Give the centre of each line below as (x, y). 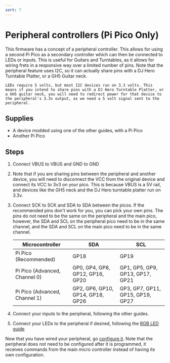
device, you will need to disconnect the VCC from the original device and (89, 179)
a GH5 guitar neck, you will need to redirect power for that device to (83, 94)
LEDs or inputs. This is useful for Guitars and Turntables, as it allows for (80, 60)
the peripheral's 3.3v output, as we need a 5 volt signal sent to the (82, 98)
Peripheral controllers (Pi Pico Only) (82, 35)
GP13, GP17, (136, 274)
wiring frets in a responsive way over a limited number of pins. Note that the (84, 65)
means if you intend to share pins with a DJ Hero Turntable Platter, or (85, 90)
